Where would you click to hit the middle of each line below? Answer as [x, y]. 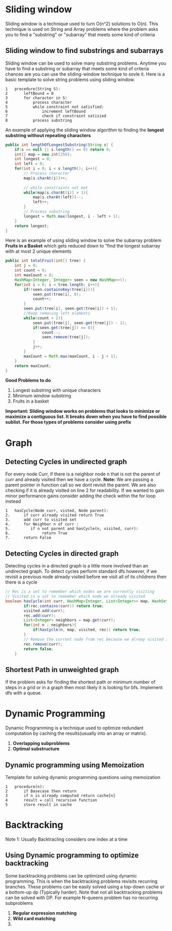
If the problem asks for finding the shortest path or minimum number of [80, 682]
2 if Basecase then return [41, 791]
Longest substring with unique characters [57, 390]
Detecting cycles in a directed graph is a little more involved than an [77, 566]
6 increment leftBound [46, 111]
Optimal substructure [36, 749]
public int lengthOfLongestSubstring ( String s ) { [59, 145]
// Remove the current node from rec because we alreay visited [94, 639]
